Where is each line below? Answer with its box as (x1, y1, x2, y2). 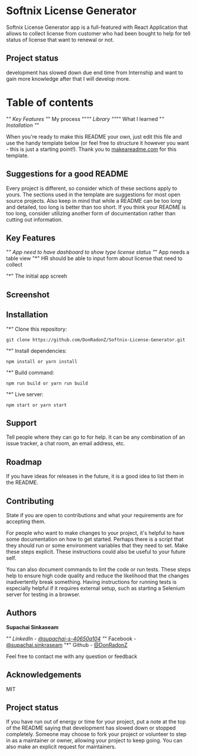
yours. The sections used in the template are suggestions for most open (6, 190, 181, 198)
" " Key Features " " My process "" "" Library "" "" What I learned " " (6, 115, 165, 122)
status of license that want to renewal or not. (6, 36, 115, 43)
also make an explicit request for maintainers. (6, 743, 116, 750)
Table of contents (6, 96, 94, 109)
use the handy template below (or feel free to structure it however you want (6, 139, 189, 146)
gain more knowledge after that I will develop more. (6, 75, 131, 82)
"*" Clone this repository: (6, 326, 68, 333)
